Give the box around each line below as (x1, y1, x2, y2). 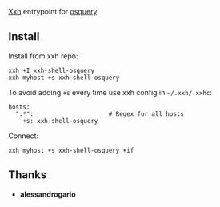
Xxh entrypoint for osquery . (8, 7, 99, 16)
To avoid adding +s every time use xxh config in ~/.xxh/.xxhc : (8, 87, 213, 97)
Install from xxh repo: (8, 51, 78, 61)
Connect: (8, 131, 38, 141)
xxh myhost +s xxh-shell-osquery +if (8, 146, 134, 154)
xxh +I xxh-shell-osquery (8, 66, 94, 74)
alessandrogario (19, 189, 76, 199)
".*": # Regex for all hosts (15, 109, 184, 118)
